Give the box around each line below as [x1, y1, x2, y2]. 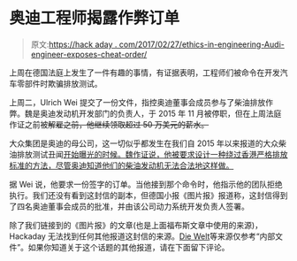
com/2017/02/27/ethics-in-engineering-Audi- [118, 39, 285, 50]
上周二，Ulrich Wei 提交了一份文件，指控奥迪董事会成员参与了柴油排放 [9, 96, 266, 107]
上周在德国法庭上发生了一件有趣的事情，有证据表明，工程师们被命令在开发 [9, 67, 280, 78]
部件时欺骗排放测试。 [24, 78, 103, 88]
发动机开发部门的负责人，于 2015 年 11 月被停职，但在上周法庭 [55, 108, 282, 119]
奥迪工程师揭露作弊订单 [9, 8, 180, 28]
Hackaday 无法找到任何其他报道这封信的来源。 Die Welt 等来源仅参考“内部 [9, 231, 276, 242]
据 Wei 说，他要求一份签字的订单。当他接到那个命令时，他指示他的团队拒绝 [9, 179, 283, 189]
